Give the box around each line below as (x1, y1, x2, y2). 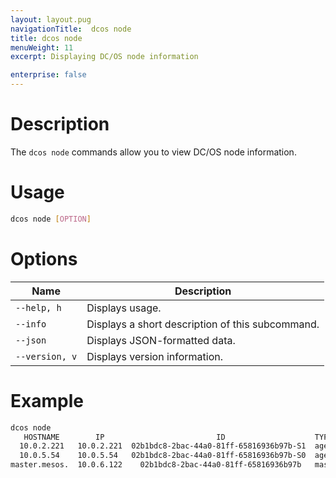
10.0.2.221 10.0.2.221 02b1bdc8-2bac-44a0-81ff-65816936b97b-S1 (19, 441, 307, 451)
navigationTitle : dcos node (10, 24, 132, 34)
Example (10, 389, 84, 412)
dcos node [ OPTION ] (10, 214, 92, 224)
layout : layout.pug (10, 14, 92, 25)
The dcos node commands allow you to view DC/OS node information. (10, 146, 297, 158)
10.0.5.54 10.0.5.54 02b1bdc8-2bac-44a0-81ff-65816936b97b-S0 (19, 451, 307, 461)
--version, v (15, 351, 78, 362)
